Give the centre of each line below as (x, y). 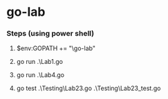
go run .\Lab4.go (40, 75)
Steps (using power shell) (50, 34)
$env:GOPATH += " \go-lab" (56, 48)
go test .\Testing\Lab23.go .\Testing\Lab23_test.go (88, 88)
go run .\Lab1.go (40, 62)
